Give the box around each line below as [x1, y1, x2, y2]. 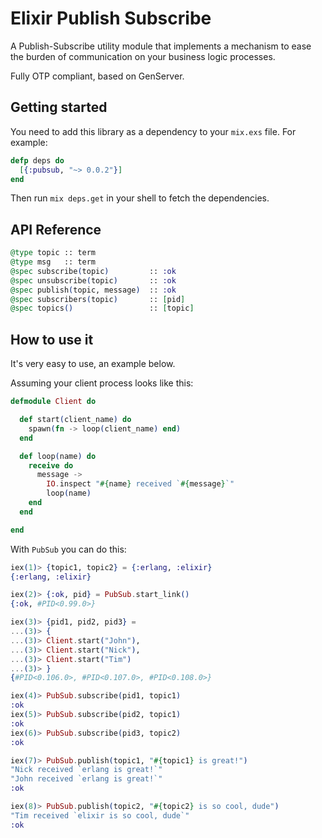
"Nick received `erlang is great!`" [10, 765, 163, 775]
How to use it [10, 331, 94, 348]
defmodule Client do [10, 397, 97, 407]
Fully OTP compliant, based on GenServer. [10, 70, 185, 82]
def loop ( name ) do [19, 451, 97, 461]
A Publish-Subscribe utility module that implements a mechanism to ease [10, 40, 312, 52]
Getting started [10, 99, 108, 116]
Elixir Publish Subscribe [10, 7, 212, 30]
